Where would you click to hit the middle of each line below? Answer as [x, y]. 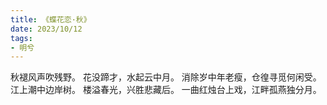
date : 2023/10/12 [46, 29]
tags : [21, 38]
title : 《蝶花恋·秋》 [51, 19]
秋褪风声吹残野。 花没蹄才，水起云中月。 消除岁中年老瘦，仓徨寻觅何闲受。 [166, 77]
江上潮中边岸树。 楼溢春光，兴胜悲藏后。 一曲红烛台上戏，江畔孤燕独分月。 [166, 90]
